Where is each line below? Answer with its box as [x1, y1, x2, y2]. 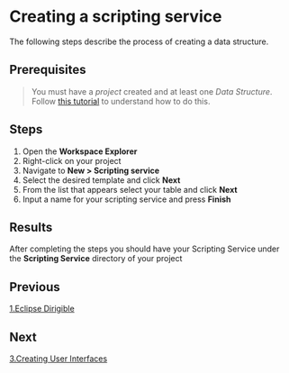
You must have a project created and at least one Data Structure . [31, 86, 273, 96]
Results [9, 219, 53, 235]
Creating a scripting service [9, 6, 222, 27]
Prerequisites [9, 62, 86, 77]
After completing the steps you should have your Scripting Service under [9, 243, 280, 254]
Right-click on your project [22, 155, 122, 166]
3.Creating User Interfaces [9, 353, 108, 364]
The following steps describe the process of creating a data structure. [9, 36, 269, 47]
